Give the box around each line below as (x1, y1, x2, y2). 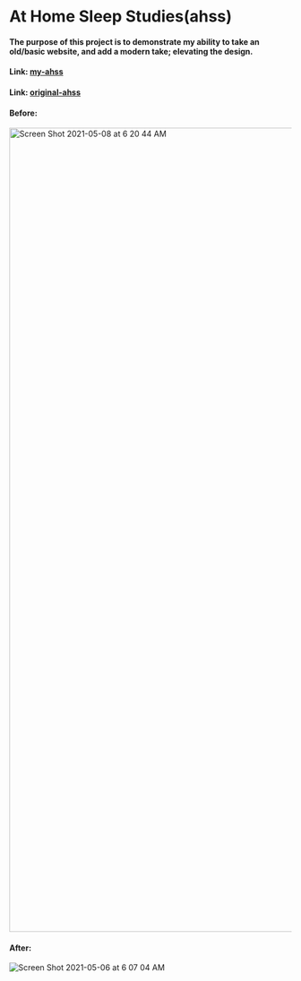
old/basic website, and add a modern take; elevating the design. (9, 46, 254, 56)
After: (9, 942, 32, 953)
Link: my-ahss (9, 66, 64, 77)
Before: (9, 108, 38, 118)
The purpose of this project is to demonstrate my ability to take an (9, 36, 260, 47)
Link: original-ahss (9, 87, 82, 98)
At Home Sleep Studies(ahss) (9, 6, 233, 27)
